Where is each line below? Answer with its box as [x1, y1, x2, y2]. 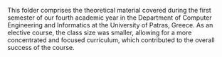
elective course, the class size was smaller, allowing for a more [7, 28, 192, 37]
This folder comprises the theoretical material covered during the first [7, 6, 211, 14]
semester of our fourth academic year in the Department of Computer [7, 13, 212, 22]
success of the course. [7, 44, 75, 51]
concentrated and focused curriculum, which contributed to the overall [7, 36, 215, 44]
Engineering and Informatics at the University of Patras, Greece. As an [7, 21, 213, 29]
